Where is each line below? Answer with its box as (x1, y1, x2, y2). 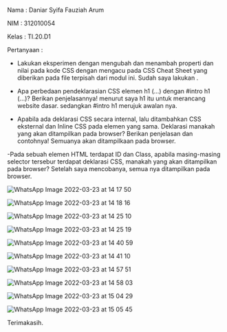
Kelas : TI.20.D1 (7, 32, 52, 41)
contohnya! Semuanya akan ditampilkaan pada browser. (17, 137, 176, 145)
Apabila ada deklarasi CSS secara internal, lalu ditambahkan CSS (17, 115, 202, 123)
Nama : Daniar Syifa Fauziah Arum (7, 6, 105, 14)
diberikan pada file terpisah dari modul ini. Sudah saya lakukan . (17, 74, 199, 82)
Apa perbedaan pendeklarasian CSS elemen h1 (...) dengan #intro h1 (17, 87, 210, 95)
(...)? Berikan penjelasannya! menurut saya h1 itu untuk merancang (17, 94, 206, 102)
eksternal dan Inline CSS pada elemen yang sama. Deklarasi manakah (17, 122, 215, 130)
